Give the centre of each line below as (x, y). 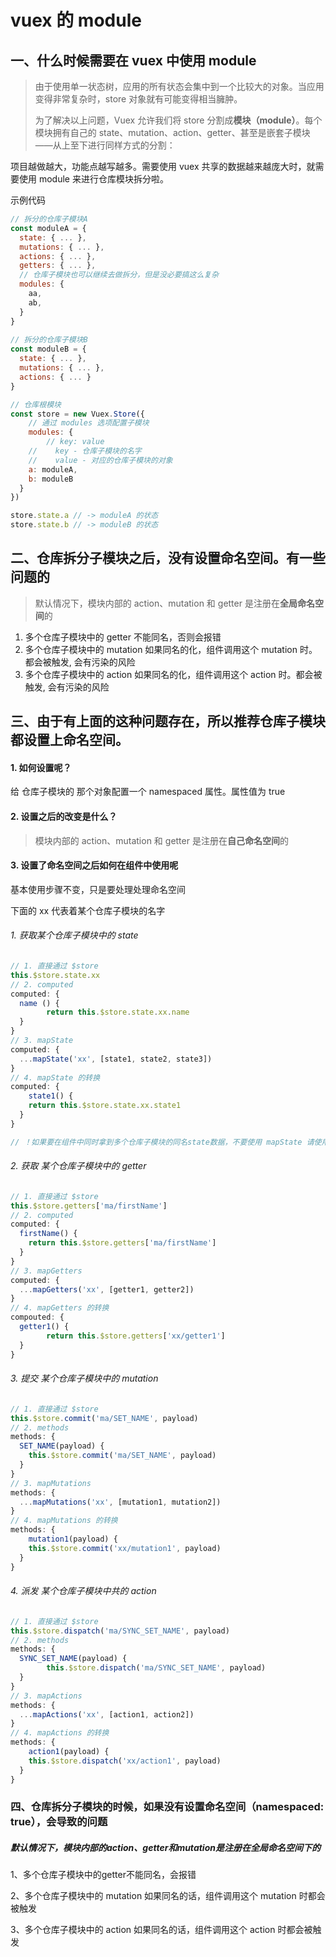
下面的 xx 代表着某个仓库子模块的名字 (88, 910)
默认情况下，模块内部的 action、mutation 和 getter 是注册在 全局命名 (174, 603)
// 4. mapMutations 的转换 (64, 1521)
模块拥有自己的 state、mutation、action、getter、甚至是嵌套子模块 (172, 132)
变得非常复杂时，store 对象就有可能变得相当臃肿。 (138, 99)
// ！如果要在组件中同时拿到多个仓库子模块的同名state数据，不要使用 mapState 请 (162, 1142)
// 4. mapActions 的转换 (60, 1733)
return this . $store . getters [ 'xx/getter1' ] (136, 1336)
